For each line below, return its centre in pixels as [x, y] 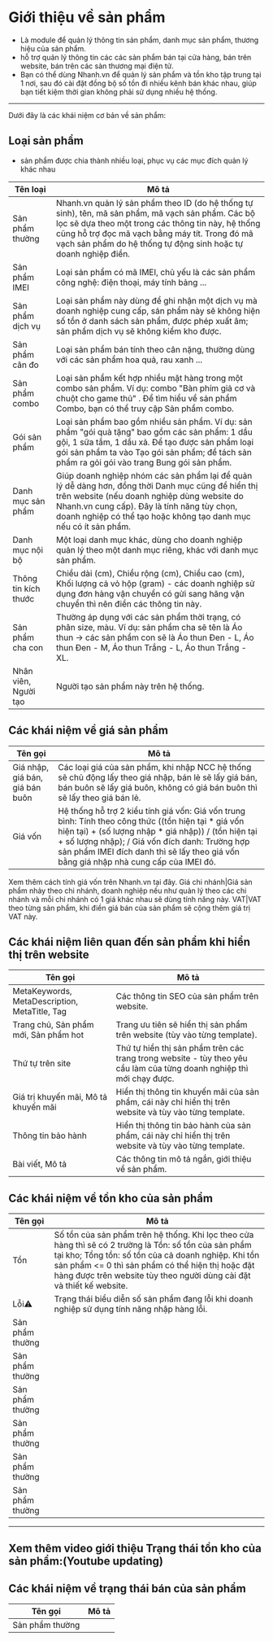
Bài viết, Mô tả [40, 1164]
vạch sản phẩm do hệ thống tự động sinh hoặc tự [149, 243]
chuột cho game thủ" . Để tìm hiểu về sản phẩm [146, 398]
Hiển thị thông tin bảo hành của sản [184, 1126]
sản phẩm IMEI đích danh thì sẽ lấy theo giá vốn [149, 851]
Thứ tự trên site [42, 1064]
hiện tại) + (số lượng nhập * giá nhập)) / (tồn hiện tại [158, 831]
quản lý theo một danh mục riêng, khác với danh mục [157, 549]
